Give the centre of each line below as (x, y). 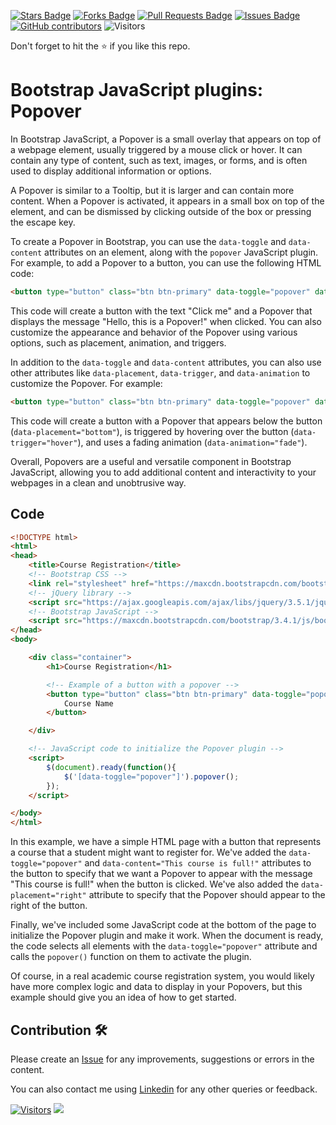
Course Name (88, 703)
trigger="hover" (44, 443)
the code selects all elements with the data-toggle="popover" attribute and (164, 946)
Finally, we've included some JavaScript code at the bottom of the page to (163, 925)
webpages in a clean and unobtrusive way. (98, 482)
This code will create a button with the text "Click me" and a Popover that (161, 311)
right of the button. (49, 906)
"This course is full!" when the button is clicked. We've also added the (155, 884)
